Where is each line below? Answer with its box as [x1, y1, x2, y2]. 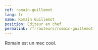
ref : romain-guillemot [5, 7, 53, 13]
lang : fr [5, 12, 23, 17]
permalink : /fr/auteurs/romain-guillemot [5, 26, 93, 31]
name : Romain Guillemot [5, 17, 55, 22]
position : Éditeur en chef [5, 21, 62, 27]
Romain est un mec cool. [5, 40, 57, 46]
